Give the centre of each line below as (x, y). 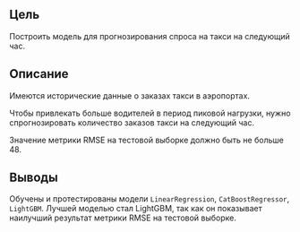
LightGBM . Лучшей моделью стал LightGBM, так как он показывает (136, 209)
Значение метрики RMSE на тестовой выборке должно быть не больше (146, 140)
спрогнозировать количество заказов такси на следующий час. (132, 122)
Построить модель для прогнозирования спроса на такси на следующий (150, 36)
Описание (39, 74)
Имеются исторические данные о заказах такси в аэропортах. (130, 95)
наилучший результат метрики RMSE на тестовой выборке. (123, 218)
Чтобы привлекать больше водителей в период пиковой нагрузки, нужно (150, 113)
